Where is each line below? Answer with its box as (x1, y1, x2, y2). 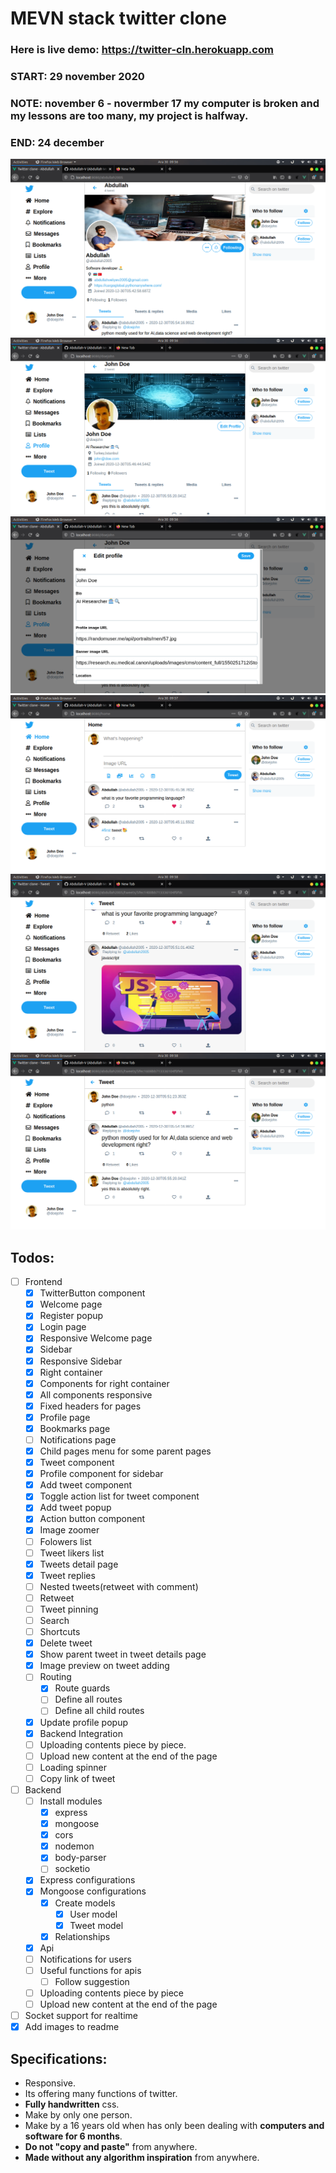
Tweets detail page (39, 1558, 119, 1570)
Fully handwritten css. (24, 2098, 120, 2111)
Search (39, 1614, 70, 1626)
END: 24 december (10, 135, 105, 149)
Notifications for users (39, 1953, 132, 1965)
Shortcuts (39, 1626, 81, 1637)
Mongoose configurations (39, 1885, 147, 1897)
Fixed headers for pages (39, 1400, 142, 1412)
